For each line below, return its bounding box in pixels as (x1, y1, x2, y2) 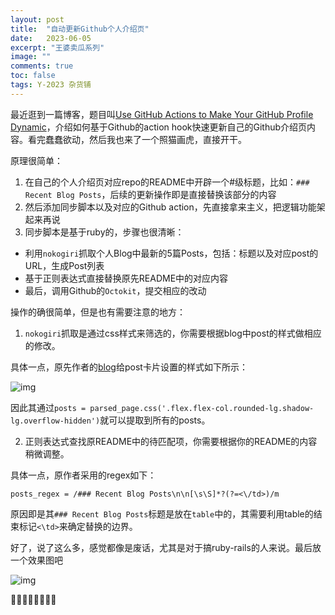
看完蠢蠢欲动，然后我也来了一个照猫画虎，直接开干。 (27, 133, 247, 145)
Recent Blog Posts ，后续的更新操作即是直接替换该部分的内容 (24, 188, 277, 200)
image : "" (10, 52, 52, 62)
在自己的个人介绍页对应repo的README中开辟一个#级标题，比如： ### (24, 176, 310, 188)
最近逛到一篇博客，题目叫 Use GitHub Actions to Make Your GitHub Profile (10, 108, 314, 120)
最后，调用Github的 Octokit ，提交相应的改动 (24, 284, 207, 296)
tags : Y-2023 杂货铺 (10, 80, 92, 90)
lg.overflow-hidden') (10, 416, 101, 426)
